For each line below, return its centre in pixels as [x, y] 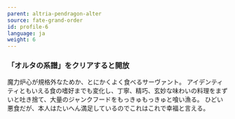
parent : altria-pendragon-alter [54, 14]
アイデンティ [205, 82]
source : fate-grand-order [45, 20]
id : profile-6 [28, 27]
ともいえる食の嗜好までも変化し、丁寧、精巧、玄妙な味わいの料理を [117, 91]
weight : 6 [22, 40]
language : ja [26, 33]
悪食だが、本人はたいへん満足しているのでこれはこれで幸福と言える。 [108, 108]
